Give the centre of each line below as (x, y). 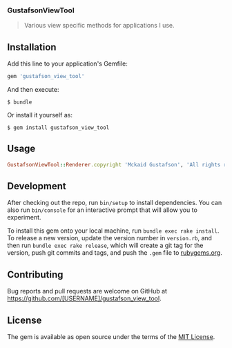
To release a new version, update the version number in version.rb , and (110, 238)
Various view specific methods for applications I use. (99, 26)
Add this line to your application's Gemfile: (67, 64)
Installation (32, 47)
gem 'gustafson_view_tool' (46, 77)
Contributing (35, 274)
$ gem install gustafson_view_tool (58, 127)
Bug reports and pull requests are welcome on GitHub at (87, 291)
